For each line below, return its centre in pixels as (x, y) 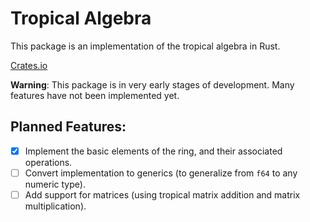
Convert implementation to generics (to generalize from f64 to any (161, 173)
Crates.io (29, 65)
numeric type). (55, 184)
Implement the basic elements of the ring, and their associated (153, 151)
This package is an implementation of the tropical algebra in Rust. (145, 46)
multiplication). (55, 206)
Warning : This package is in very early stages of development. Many (152, 84)
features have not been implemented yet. (95, 95)
